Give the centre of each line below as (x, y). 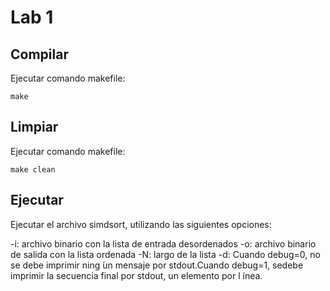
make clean (33, 169)
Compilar (39, 54)
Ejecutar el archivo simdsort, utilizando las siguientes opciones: (141, 224)
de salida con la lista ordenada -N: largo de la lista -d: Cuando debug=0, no (165, 254)
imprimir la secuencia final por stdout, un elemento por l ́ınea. (136, 275)
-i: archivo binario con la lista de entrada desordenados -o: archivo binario (163, 243)
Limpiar (34, 127)
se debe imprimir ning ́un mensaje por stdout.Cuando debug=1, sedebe (157, 265)
